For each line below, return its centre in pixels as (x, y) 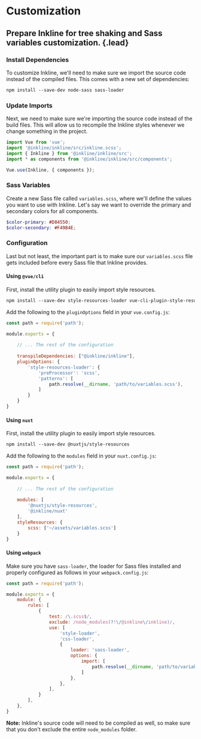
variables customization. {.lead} (68, 42)
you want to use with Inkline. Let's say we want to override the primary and (99, 205)
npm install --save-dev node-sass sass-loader (65, 90)
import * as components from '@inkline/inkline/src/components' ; (89, 159)
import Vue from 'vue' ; (36, 142)
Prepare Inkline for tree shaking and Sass (84, 33)
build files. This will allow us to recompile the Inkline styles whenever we (95, 125)
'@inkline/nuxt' (48, 511)
